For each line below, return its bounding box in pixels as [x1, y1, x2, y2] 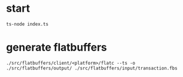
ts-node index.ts [6, 21, 49, 27]
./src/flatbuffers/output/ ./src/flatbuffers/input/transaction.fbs [6, 65, 178, 71]
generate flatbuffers [6, 41, 107, 54]
